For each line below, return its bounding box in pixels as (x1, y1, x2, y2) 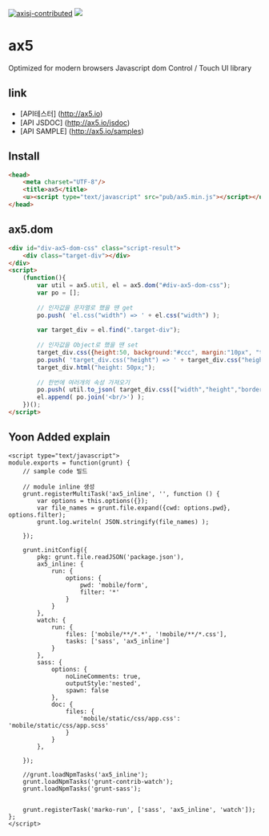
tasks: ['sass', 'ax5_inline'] (65, 637, 171, 645)
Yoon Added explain (8, 430, 110, 444)
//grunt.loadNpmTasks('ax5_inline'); (22, 770, 149, 778)
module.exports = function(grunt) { (8, 458, 130, 467)
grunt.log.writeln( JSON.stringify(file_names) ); (37, 517, 210, 526)
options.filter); (8, 510, 66, 519)
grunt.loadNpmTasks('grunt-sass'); (22, 785, 142, 793)
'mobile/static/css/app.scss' (8, 721, 110, 729)
